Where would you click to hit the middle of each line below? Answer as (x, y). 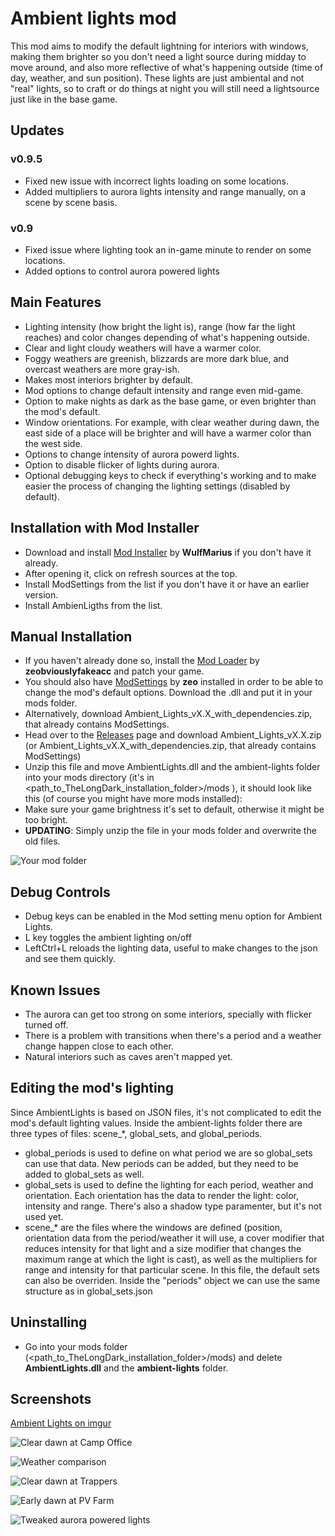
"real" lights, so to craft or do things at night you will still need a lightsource (165, 88)
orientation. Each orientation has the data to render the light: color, (161, 1195)
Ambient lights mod (93, 18)
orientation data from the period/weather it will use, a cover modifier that (174, 1238)
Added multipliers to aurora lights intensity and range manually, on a (165, 191)
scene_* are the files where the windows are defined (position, (153, 1227)
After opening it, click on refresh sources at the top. (131, 573)
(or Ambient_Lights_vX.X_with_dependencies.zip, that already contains (170, 746)
